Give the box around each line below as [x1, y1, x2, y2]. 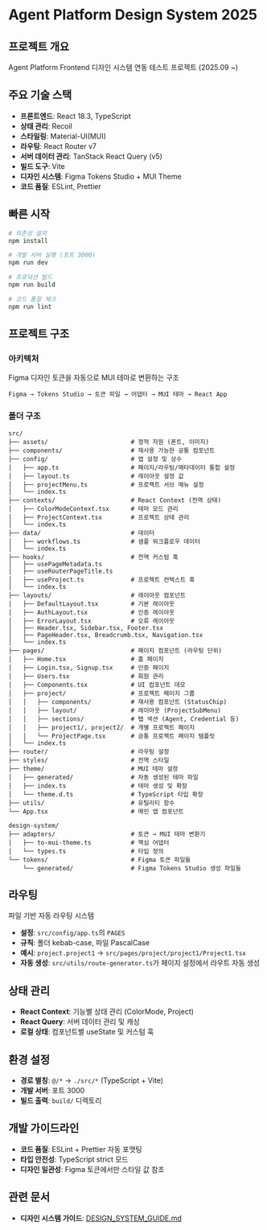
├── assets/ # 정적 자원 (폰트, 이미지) [8, 438, 210, 446]
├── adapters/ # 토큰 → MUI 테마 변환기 [8, 830, 206, 838]
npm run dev [8, 259, 48, 267]
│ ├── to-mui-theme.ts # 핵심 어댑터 [8, 838, 170, 846]
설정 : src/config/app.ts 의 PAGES [19, 928, 125, 938]
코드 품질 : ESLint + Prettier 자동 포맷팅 [19, 1144, 142, 1154]
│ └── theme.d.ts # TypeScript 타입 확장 [8, 790, 203, 798]
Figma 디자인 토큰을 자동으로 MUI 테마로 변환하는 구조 [8, 372, 179, 383]
